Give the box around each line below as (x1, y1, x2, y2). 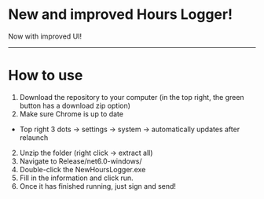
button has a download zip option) (19, 101, 131, 110)
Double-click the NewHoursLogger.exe (19, 164, 146, 174)
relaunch (19, 132, 49, 142)
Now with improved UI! (8, 31, 82, 41)
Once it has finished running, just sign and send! (19, 181, 177, 190)
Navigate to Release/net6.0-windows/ (19, 156, 143, 166)
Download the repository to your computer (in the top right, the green (19, 92, 245, 101)
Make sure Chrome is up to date (19, 109, 124, 119)
